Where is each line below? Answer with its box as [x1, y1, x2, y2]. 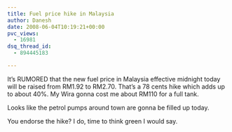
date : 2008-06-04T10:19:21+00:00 [7, 23, 105, 30]
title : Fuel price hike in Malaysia [7, 10, 114, 18]
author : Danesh [7, 17, 52, 24]
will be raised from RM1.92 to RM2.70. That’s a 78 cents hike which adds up [7, 82, 226, 91]
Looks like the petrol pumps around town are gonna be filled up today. [7, 103, 210, 112]
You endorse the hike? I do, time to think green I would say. [7, 117, 178, 125]
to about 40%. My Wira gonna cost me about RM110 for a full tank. [7, 89, 200, 98]
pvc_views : [7, 29, 39, 37]
